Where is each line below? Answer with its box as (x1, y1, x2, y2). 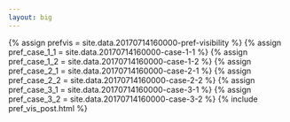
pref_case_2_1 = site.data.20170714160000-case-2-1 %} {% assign (8, 65, 252, 76)
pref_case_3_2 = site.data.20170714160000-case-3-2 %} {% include (8, 94, 258, 104)
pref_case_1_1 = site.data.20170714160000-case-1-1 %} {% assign (8, 46, 248, 57)
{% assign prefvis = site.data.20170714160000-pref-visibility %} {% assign (8, 37, 282, 48)
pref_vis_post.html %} (8, 103, 88, 113)
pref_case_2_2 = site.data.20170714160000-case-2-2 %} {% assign (8, 74, 255, 85)
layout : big (8, 12, 52, 22)
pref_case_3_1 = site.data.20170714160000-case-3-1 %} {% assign (8, 84, 252, 95)
